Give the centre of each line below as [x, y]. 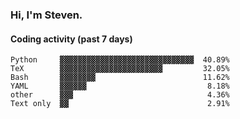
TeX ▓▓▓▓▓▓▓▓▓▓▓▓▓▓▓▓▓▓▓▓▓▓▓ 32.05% [120, 69]
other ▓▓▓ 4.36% [120, 95]
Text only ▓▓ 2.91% [120, 104]
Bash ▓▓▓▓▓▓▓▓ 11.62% [120, 78]
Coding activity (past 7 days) [71, 39]
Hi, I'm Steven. [46, 15]
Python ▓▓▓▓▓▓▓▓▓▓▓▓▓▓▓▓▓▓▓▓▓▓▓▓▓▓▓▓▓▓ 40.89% [120, 60]
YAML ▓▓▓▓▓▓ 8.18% [120, 86]
